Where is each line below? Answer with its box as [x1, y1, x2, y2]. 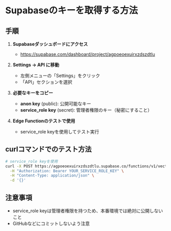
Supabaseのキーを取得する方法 [5, 5, 138, 16]
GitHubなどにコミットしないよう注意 [12, 220, 90, 226]
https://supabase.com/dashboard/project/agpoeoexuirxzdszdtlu [20, 52, 155, 57]
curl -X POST [5, 164, 33, 169]
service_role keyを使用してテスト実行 [20, 129, 99, 135]
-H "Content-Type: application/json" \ [10, 173, 95, 178]
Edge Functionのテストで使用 [12, 118, 75, 124]
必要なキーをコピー [12, 90, 53, 96]
